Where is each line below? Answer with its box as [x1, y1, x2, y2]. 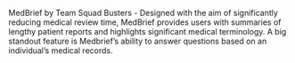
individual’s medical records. [8, 45, 113, 56]
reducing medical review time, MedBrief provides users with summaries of [8, 17, 282, 28]
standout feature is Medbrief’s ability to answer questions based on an [8, 35, 267, 46]
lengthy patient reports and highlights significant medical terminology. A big [8, 27, 287, 36]
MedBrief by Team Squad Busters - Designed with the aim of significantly [8, 8, 278, 18]
